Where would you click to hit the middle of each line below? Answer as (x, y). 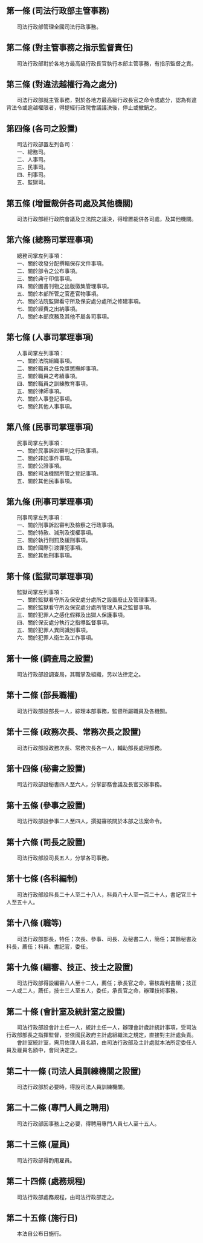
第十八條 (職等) (34, 923)
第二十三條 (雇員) (38, 1144)
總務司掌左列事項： (40, 255)
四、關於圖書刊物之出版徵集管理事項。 (64, 286)
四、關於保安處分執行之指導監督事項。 (64, 622)
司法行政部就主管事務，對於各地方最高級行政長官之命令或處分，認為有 (104, 100)
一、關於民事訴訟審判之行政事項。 (59, 450)
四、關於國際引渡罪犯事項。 (51, 548)
